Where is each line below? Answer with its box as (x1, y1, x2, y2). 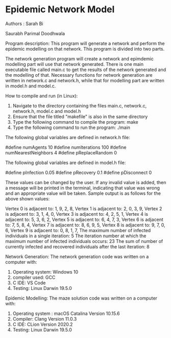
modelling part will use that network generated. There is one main (5, 61, 144, 67)
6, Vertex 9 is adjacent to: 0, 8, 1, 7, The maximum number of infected (5, 227, 151, 233)
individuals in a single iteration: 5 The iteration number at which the (5, 233, 146, 239)
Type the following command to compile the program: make (12, 119, 139, 125)
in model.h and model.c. (5, 83, 56, 89)
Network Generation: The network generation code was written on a (5, 253, 149, 259)
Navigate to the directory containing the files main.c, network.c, (12, 102, 147, 108)
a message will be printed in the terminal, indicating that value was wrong (5, 185, 160, 191)
